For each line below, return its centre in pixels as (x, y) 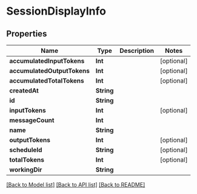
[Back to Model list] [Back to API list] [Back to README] (76, 185)
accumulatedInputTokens (47, 61)
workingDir (26, 170)
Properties (27, 34)
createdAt (24, 91)
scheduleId (26, 150)
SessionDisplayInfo (56, 11)
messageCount (32, 120)
